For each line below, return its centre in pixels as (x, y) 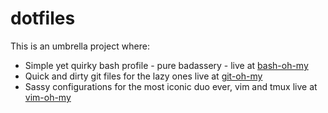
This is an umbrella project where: (80, 46)
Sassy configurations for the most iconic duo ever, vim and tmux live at (171, 86)
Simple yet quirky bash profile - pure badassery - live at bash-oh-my (166, 65)
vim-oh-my (48, 97)
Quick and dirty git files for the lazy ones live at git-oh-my (143, 76)
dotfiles (43, 18)
